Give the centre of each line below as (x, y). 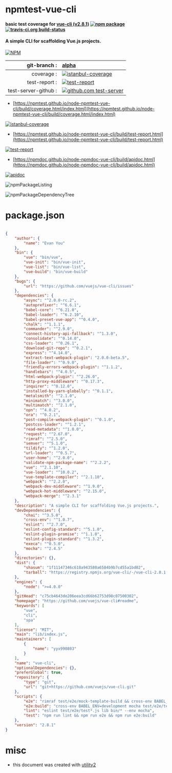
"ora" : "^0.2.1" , (42, 415)
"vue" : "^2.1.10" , (43, 467)
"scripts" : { (28, 697)
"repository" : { (32, 678)
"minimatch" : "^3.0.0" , (49, 401)
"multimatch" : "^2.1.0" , (50, 405)
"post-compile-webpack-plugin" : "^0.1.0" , (70, 420)
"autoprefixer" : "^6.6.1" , (52, 305)
